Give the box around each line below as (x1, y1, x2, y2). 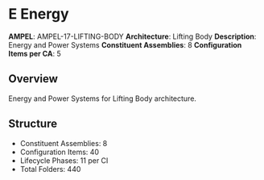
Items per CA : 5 (8, 48, 62, 58)
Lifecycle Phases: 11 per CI (19, 155, 109, 165)
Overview (8, 72, 59, 86)
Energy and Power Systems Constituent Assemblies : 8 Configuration (8, 40, 242, 49)
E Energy (8, 5, 70, 23)
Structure (8, 117, 58, 131)
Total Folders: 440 (19, 164, 81, 174)
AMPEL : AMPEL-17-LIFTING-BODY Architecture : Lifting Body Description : (8, 31, 257, 41)
